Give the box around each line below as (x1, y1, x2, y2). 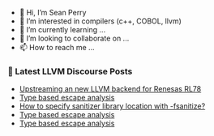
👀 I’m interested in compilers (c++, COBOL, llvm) (19, 16, 182, 26)
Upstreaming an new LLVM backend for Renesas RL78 (19, 84, 202, 94)
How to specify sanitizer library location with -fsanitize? (19, 101, 206, 111)
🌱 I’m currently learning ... (19, 25, 106, 34)
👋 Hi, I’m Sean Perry (19, 8, 87, 17)
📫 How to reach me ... (19, 43, 95, 52)
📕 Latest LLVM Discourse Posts (7, 66, 133, 77)
